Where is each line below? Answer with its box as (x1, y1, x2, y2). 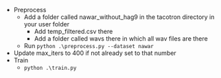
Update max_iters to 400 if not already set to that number (13, 49, 176, 57)
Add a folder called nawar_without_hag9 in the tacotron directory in (23, 13, 215, 21)
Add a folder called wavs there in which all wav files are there (34, 35, 208, 43)
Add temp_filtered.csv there (34, 27, 113, 35)
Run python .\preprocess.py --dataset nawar (23, 42, 154, 50)
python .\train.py (23, 64, 77, 71)
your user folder (23, 20, 70, 28)
